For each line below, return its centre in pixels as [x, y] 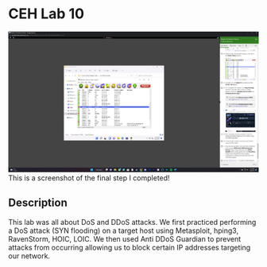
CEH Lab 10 [46, 14]
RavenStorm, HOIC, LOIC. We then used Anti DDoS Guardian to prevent [125, 238]
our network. [29, 256]
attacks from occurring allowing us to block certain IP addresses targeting [130, 247]
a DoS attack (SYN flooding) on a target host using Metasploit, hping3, [124, 230]
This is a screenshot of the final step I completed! [89, 178]
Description [38, 203]
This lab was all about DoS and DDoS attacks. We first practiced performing [132, 222]
